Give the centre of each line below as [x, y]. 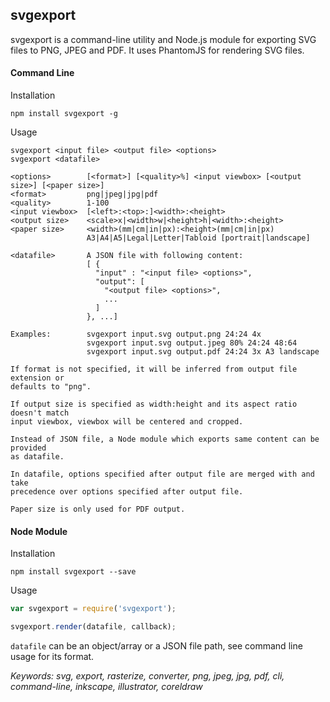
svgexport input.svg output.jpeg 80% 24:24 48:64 [192, 343]
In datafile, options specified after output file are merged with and [162, 474]
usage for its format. [52, 656]
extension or [37, 378]
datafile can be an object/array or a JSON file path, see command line [156, 645]
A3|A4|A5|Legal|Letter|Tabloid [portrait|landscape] [198, 238]
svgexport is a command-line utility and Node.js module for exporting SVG [163, 39]
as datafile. [37, 457]
